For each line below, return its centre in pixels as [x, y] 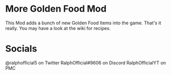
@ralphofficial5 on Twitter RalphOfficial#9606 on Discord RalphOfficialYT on [86, 63]
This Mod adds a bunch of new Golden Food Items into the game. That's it [83, 23]
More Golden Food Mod [56, 9]
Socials [21, 49]
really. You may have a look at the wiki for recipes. [58, 28]
